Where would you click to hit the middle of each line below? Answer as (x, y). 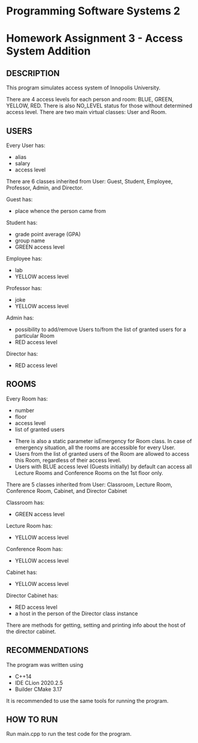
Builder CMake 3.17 (38, 689)
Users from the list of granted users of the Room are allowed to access (102, 453)
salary (22, 163)
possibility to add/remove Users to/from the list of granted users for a (100, 329)
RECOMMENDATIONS (48, 650)
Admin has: (20, 318)
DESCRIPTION (33, 73)
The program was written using (45, 664)
